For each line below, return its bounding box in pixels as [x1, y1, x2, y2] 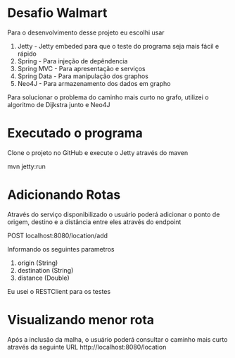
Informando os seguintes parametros [7, 245, 115, 253]
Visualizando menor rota [7, 312, 155, 328]
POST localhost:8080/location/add [7, 231, 108, 240]
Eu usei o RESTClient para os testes [7, 287, 111, 295]
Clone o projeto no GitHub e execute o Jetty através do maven [7, 148, 189, 156]
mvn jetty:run [7, 162, 46, 171]
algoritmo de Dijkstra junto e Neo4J [7, 100, 110, 109]
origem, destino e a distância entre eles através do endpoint [7, 217, 182, 226]
